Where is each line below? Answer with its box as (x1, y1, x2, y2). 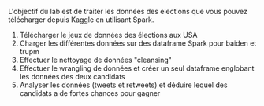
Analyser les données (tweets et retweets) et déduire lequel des (19, 80, 228, 90)
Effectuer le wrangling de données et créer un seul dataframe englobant (19, 64, 255, 73)
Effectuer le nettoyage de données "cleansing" (19, 55, 172, 64)
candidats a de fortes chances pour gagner (19, 89, 161, 97)
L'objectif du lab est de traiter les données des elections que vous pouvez (8, 7, 248, 16)
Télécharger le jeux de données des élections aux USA (19, 31, 198, 39)
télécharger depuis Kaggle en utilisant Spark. (8, 15, 154, 24)
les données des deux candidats (19, 72, 125, 81)
